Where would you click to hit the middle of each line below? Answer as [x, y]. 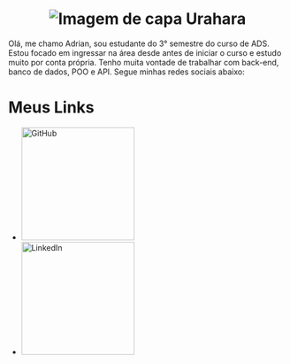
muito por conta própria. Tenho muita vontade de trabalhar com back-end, [144, 62]
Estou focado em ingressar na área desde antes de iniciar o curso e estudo [145, 52]
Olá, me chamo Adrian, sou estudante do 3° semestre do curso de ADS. [139, 43]
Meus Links [51, 108]
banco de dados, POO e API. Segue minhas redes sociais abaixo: [126, 72]
